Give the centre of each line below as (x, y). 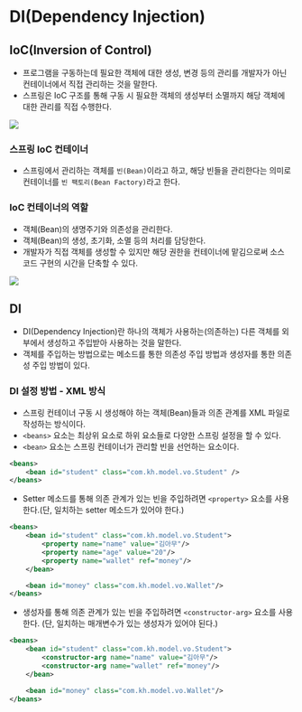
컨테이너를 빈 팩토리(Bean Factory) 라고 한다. (101, 182)
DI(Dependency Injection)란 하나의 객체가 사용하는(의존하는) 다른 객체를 (151, 332)
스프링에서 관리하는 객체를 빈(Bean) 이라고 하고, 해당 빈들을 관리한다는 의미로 (156, 171)
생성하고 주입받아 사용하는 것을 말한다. (114, 343)
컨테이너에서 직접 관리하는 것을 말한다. (90, 84)
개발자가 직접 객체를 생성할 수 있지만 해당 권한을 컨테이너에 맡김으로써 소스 (154, 251)
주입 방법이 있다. (61, 365)
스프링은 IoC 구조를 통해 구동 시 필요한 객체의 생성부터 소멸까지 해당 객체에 (154, 95)
